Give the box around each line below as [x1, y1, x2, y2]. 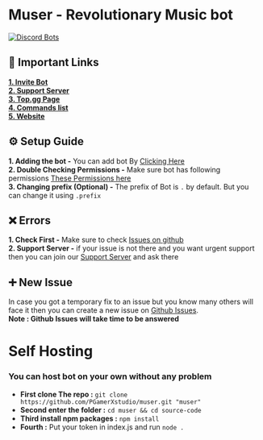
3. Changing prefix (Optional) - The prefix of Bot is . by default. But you [8, 181, 249, 191]
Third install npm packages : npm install [19, 413, 160, 423]
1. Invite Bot [8, 77, 48, 86]
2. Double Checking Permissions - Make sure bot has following [8, 164, 221, 174]
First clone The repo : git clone [19, 389, 127, 399]
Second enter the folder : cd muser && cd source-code [19, 405, 202, 414]
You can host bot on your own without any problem [8, 371, 212, 382]
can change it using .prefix [8, 190, 102, 200]
